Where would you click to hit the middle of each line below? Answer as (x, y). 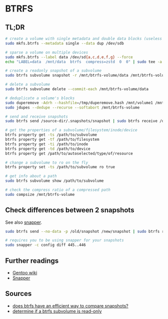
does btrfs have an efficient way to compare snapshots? (70, 305)
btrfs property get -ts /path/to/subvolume (51, 135)
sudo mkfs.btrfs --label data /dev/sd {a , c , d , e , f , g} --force (69, 57)
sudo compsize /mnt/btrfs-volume (40, 194)
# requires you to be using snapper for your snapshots (64, 240)
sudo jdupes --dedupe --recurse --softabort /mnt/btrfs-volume (72, 107)
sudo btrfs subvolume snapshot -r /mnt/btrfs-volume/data (67, 76)
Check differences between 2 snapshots (70, 210)
